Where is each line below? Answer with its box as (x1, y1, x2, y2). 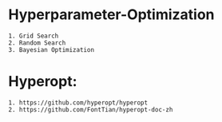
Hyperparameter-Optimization (8, 6, 215, 24)
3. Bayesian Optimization (8, 45, 94, 53)
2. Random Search (8, 38, 66, 47)
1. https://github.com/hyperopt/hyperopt (8, 98, 149, 107)
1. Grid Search (8, 32, 59, 40)
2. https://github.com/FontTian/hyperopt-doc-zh (8, 105, 173, 113)
